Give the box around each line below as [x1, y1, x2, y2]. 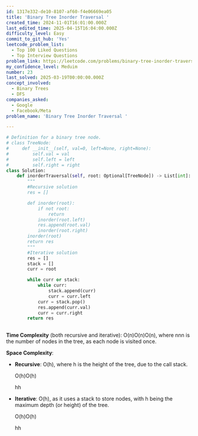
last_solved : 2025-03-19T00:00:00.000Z [6, 75, 104, 80]
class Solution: [6, 167, 46, 173]
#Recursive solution [27, 184, 78, 190]
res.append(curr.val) [37, 304, 91, 311]
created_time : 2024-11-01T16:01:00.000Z [6, 20, 107, 25]
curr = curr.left [48, 293, 91, 299]
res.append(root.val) [37, 222, 91, 228]
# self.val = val [6, 151, 70, 157]
